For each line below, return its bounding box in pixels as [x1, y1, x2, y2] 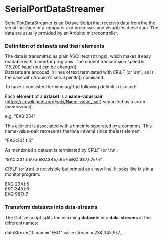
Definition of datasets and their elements [5, 42, 105, 49]
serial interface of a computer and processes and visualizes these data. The [5, 25, 159, 30]
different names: [5, 220, 38, 226]
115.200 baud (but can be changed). [5, 64, 78, 70]
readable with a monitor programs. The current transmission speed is [5, 59, 145, 65]
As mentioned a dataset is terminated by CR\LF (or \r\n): [5, 147, 118, 153]
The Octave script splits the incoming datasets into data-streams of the [5, 214, 151, 220]
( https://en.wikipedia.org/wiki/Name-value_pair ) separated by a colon [5, 99, 146, 105]
